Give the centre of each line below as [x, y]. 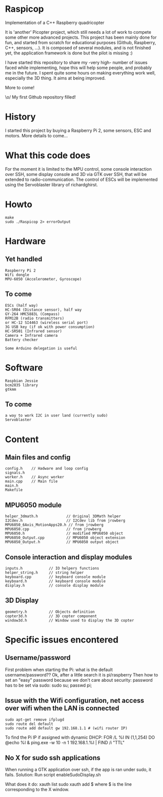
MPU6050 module [33, 505]
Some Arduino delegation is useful [41, 348]
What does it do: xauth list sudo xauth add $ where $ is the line [68, 784]
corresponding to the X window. [37, 790]
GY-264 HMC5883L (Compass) [32, 314]
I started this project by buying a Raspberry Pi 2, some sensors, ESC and [78, 130]
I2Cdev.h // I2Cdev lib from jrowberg [65, 521]
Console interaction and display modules [69, 557]
